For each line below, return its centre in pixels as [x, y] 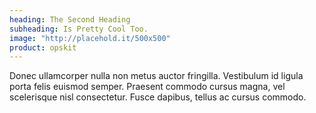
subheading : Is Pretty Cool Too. [79, 29]
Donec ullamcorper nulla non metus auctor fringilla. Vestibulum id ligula [156, 76]
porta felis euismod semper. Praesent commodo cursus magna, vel [147, 87]
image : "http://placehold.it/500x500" [90, 38]
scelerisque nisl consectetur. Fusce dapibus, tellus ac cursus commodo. [158, 97]
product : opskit [43, 47]
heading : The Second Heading [70, 19]
